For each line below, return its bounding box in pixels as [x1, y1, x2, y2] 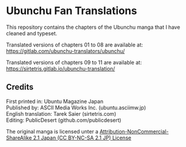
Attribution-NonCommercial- [99, 128, 169, 135]
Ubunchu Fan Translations [6, 4, 137, 18]
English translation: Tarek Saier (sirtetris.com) [6, 110, 116, 117]
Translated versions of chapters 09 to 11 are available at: [6, 59, 142, 66]
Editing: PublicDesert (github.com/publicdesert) [6, 116, 121, 123]
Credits [6, 82, 34, 92]
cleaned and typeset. [6, 29, 58, 36]
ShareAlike [6, 134, 32, 141]
